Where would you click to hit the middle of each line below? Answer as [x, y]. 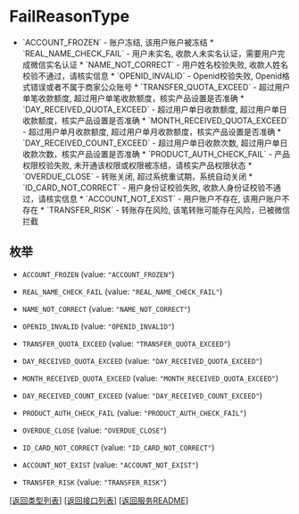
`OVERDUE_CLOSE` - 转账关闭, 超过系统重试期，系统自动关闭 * [137, 176]
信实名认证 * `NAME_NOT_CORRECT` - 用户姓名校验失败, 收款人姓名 [163, 64]
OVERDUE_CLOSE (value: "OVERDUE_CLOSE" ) [94, 430]
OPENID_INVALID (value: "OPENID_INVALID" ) [99, 326]
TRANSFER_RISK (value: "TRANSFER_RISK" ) [94, 482]
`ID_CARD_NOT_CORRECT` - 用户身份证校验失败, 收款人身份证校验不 [148, 187]
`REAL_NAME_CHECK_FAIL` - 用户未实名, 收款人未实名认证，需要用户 [149, 53]
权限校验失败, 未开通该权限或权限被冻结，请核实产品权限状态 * [137, 165]
